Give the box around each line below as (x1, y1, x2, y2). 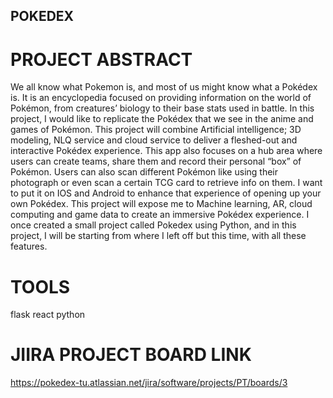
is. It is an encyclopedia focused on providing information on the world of (10, 92, 312, 104)
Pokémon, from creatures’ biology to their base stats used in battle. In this (10, 102, 315, 114)
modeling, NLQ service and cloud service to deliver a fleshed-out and (10, 134, 298, 146)
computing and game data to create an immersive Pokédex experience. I (10, 209, 310, 221)
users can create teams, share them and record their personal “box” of (10, 155, 302, 168)
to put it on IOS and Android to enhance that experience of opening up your (10, 187, 322, 199)
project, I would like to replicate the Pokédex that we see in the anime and (10, 113, 314, 125)
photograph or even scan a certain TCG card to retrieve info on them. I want (10, 177, 323, 189)
